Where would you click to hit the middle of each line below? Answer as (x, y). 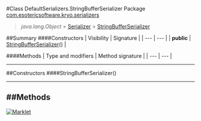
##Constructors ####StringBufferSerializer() (61, 73)
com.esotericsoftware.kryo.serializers (53, 15)
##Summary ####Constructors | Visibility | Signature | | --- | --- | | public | (99, 38)
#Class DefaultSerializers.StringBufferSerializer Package (76, 9)
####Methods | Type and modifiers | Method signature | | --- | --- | (89, 56)
